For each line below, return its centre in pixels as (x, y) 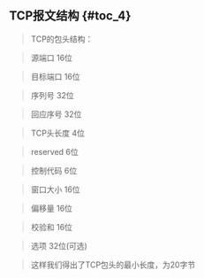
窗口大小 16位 (56, 189)
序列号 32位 (52, 95)
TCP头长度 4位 (58, 133)
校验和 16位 (52, 227)
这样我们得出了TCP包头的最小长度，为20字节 (113, 265)
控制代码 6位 (54, 170)
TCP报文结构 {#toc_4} (70, 16)
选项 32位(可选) (59, 245)
